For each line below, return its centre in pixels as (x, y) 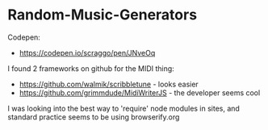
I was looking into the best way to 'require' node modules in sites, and (124, 108)
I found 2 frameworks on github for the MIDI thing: (91, 68)
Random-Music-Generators (103, 15)
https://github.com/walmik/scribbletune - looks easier (109, 84)
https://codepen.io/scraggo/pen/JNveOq (87, 52)
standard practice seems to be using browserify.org (94, 117)
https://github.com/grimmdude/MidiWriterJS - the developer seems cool (140, 92)
